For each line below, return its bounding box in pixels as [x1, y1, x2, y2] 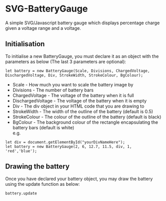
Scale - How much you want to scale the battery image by [12, 81, 134, 87]
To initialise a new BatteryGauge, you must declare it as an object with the [5, 53, 159, 59]
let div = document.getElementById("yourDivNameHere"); [5, 139, 125, 144]
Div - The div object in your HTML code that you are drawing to [12, 103, 145, 109]
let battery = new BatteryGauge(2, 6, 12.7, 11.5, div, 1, [5, 144, 132, 149]
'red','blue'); [5, 148, 37, 154]
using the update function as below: [5, 181, 80, 187]
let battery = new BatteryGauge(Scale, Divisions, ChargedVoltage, [5, 68, 150, 73]
